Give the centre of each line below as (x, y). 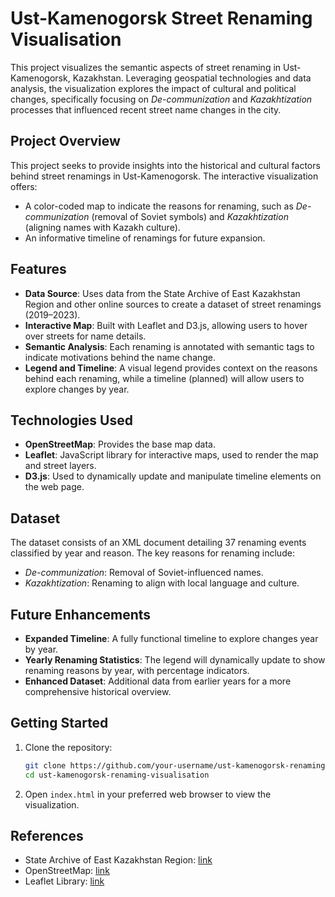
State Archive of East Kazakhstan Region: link (118, 860)
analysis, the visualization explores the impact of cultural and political (153, 88)
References (47, 835)
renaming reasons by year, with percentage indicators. (137, 670)
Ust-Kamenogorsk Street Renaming (161, 18)
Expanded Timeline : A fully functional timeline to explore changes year (171, 638)
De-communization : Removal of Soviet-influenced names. (144, 573)
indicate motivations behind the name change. (120, 357)
